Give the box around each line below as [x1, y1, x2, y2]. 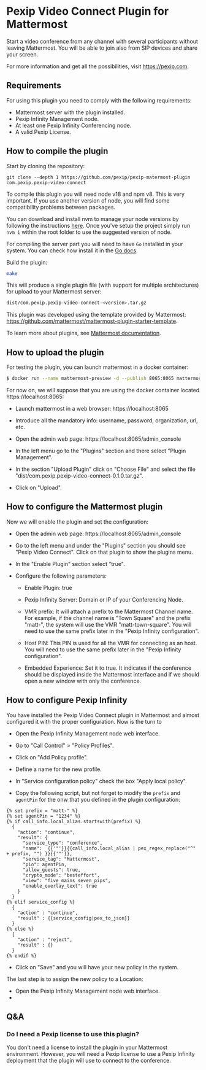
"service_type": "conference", [22, 840, 103, 846]
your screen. [6, 50, 39, 58]
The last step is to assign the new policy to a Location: [6, 975, 143, 983]
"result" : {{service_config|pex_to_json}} [17, 915, 131, 921]
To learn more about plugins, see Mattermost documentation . [6, 330, 161, 337]
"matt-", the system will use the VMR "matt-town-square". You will [24, 621, 192, 628]
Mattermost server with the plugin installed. [15, 109, 126, 116]
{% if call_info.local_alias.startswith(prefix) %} [6, 818, 141, 824]
